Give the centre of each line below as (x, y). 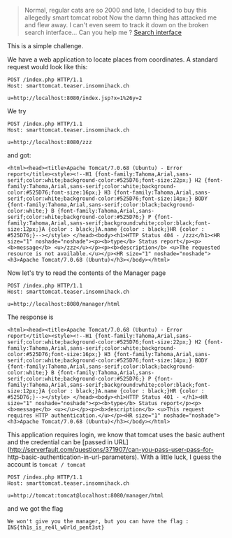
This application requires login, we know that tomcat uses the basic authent (116, 434)
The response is (30, 317)
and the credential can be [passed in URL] (68, 442)
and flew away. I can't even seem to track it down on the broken (116, 25)
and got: (19, 155)
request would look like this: (48, 67)
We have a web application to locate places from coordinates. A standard (113, 59)
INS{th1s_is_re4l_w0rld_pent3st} (56, 528)
